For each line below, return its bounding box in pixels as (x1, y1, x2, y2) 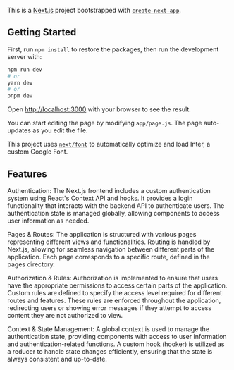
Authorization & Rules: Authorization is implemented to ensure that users (7, 274, 218, 282)
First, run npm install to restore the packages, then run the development (7, 45, 219, 54)
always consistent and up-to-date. (7, 355, 108, 363)
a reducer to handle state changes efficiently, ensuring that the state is (7, 347, 213, 355)
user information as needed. (7, 216, 90, 225)
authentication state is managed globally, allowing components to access (7, 209, 220, 217)
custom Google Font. (7, 147, 68, 156)
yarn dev (7, 79, 33, 87)
